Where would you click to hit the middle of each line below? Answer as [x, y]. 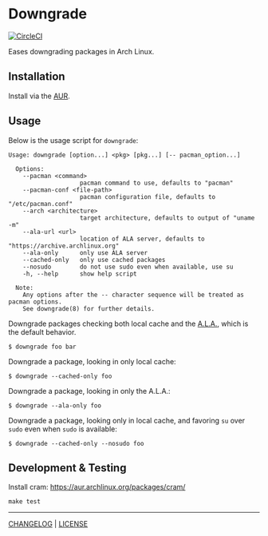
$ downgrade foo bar [43, 347]
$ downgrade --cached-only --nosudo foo [77, 443]
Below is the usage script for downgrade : [73, 140]
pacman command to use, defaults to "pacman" [156, 183]
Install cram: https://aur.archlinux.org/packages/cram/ [97, 487]
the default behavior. [42, 332]
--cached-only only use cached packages [94, 260]
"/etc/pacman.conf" [41, 204]
